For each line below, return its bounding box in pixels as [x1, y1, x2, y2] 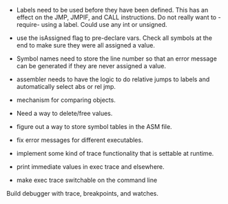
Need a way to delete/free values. [16, 110, 113, 117]
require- [16, 21, 40, 28]
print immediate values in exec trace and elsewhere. [16, 163, 165, 171]
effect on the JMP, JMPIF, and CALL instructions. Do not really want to [16, 13, 217, 21]
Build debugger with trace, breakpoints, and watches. [6, 190, 159, 197]
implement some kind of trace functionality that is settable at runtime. [16, 150, 214, 157]
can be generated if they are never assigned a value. [16, 62, 167, 70]
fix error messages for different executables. [16, 136, 143, 144]
